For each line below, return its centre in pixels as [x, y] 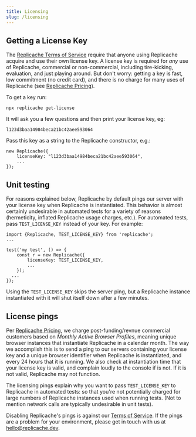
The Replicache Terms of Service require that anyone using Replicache [92, 55]
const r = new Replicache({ [51, 255]
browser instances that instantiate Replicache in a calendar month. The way [98, 343]
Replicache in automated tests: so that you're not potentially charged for [93, 391]
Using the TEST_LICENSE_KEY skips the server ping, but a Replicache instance [98, 292]
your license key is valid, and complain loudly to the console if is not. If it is [96, 368]
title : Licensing [27, 11]
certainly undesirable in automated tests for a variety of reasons [84, 211]
